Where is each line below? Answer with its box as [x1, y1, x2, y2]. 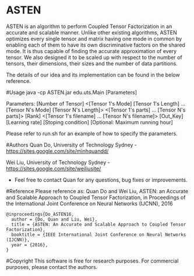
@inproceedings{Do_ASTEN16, [6, 211, 75, 217]
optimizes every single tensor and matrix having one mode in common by [6, 35, 182, 42]
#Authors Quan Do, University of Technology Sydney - [6, 141, 137, 148]
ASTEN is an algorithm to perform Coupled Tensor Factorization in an [6, 23, 172, 30]
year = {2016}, [11, 242, 48, 248]
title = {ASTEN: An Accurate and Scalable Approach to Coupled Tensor [11, 221, 186, 228]
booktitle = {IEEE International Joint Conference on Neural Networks [11, 232, 186, 237]
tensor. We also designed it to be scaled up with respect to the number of [6, 54, 182, 61]
